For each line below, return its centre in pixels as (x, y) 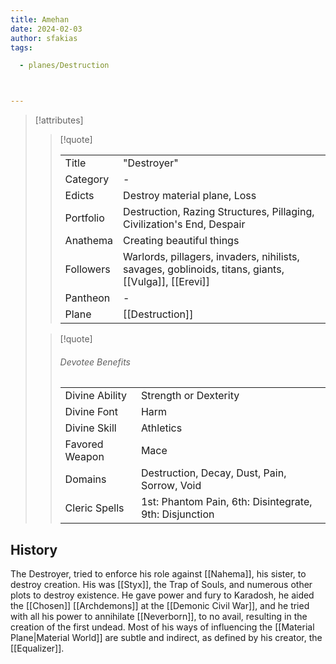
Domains (85, 479)
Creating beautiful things (181, 241)
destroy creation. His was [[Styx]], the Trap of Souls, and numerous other (161, 585)
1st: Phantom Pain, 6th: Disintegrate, (226, 502)
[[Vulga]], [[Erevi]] (167, 282)
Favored (84, 444)
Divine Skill (90, 428)
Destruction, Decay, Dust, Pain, (213, 473)
